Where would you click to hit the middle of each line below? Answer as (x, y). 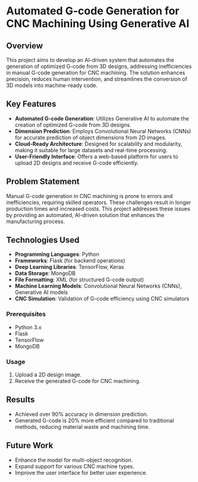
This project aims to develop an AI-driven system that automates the (90, 60)
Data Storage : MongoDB (45, 273)
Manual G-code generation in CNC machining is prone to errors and (89, 196)
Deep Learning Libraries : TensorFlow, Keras (69, 267)
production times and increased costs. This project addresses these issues (98, 208)
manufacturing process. (35, 221)
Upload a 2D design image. (48, 375)
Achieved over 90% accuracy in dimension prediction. (81, 414)
